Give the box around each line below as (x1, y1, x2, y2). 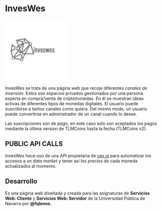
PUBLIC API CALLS (5, 140, 63, 148)
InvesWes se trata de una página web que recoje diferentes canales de (5, 85, 147, 91)
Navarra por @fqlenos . (5, 200, 52, 206)
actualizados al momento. (5, 163, 57, 169)
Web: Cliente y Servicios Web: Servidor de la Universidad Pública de (5, 195, 145, 201)
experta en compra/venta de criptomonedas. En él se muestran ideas (5, 96, 144, 101)
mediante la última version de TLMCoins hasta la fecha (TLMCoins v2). (5, 125, 147, 132)
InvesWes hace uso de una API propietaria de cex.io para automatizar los (5, 153, 152, 158)
